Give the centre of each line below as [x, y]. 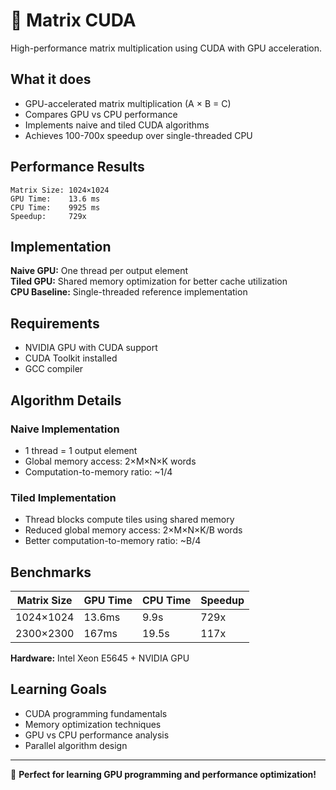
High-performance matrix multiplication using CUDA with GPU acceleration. [166, 48]
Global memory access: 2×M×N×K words [110, 461]
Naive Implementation [65, 429]
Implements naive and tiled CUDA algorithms [117, 125]
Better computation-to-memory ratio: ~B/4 [113, 541]
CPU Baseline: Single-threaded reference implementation [129, 292]
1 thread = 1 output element [81, 450]
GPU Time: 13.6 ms [55, 199]
